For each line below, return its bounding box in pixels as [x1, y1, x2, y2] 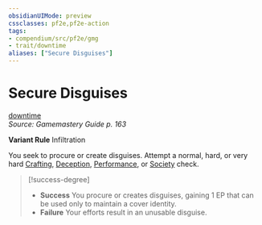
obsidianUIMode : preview [8, 11, 92, 20]
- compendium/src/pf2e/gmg [8, 34, 99, 43]
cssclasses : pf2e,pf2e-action [8, 19, 110, 27]
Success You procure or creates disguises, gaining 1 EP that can [39, 190, 255, 200]
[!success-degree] [27, 174, 90, 184]
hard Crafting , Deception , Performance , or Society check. [8, 159, 199, 169]
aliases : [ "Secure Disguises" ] [8, 49, 113, 57]
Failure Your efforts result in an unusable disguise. [39, 207, 207, 217]
